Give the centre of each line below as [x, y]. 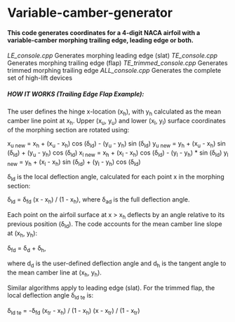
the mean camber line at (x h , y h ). [54, 273]
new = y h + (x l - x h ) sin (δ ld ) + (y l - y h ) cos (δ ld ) [74, 162]
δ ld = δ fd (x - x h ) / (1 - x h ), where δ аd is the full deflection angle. [99, 200]
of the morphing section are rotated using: [68, 129]
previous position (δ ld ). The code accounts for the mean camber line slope [115, 224]
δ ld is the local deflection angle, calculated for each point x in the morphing [116, 178]
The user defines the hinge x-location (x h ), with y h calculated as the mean [114, 112]
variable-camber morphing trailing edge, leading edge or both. [101, 40]
